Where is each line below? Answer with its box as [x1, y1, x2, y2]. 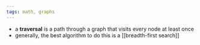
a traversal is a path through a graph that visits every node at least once [14, 25, 194, 32]
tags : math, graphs [6, 8, 55, 15]
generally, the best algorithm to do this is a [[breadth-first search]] [14, 31, 180, 39]
